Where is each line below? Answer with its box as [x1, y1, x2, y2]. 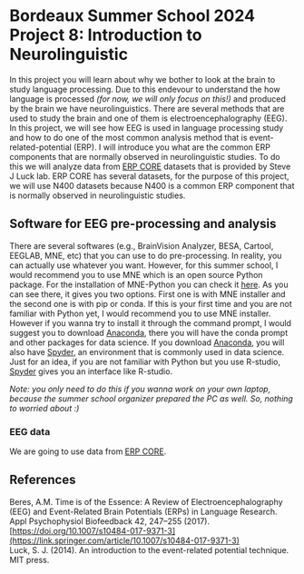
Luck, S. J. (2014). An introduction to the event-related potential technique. [9, 544, 289, 555]
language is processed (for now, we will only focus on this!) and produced [9, 93, 286, 104]
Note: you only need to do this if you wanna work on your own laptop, [9, 383, 271, 394]
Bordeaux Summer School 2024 [9, 5, 256, 26]
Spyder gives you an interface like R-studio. [9, 365, 173, 377]
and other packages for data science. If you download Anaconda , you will [9, 337, 285, 348]
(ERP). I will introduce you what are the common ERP [74, 142, 270, 153]
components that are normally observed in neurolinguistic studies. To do [9, 151, 280, 162]
